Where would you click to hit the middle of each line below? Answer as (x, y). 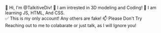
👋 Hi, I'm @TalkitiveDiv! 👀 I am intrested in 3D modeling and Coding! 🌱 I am (81, 8)
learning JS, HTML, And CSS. (35, 13)
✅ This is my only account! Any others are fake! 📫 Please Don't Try (74, 18)
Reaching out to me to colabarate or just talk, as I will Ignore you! (71, 25)
